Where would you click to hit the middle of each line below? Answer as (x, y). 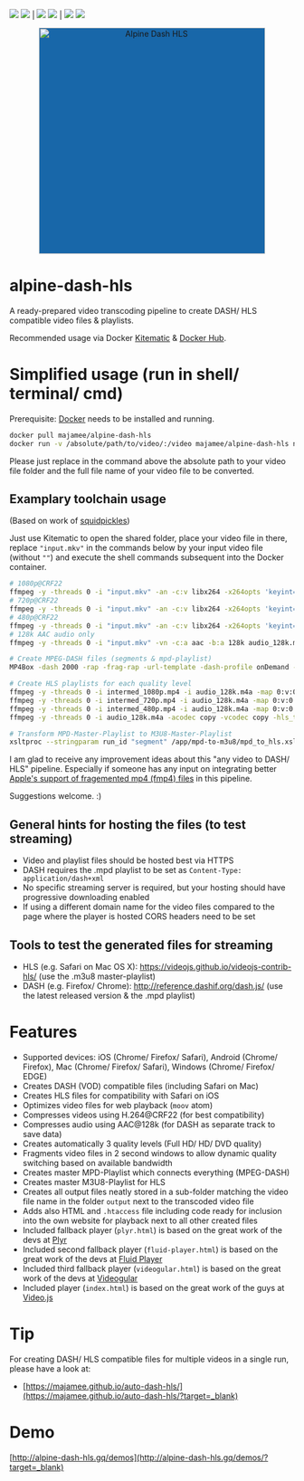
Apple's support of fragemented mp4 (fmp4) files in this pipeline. (131, 779)
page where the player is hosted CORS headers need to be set (139, 916)
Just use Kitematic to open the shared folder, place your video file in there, (148, 538)
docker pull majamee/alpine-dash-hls (81, 435)
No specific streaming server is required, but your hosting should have (154, 888)
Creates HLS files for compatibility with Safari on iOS (121, 1096)
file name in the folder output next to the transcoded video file (138, 1201)
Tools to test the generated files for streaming (141, 945)
